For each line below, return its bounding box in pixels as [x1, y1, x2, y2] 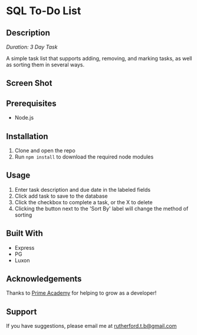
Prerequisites [6, 98, 57, 108]
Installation [6, 131, 48, 141]
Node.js [14, 114, 34, 121]
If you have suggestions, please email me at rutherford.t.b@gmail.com [6, 323, 177, 330]
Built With [6, 228, 43, 239]
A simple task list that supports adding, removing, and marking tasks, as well [6, 55, 192, 62]
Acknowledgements [6, 274, 82, 284]
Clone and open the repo [14, 147, 75, 154]
